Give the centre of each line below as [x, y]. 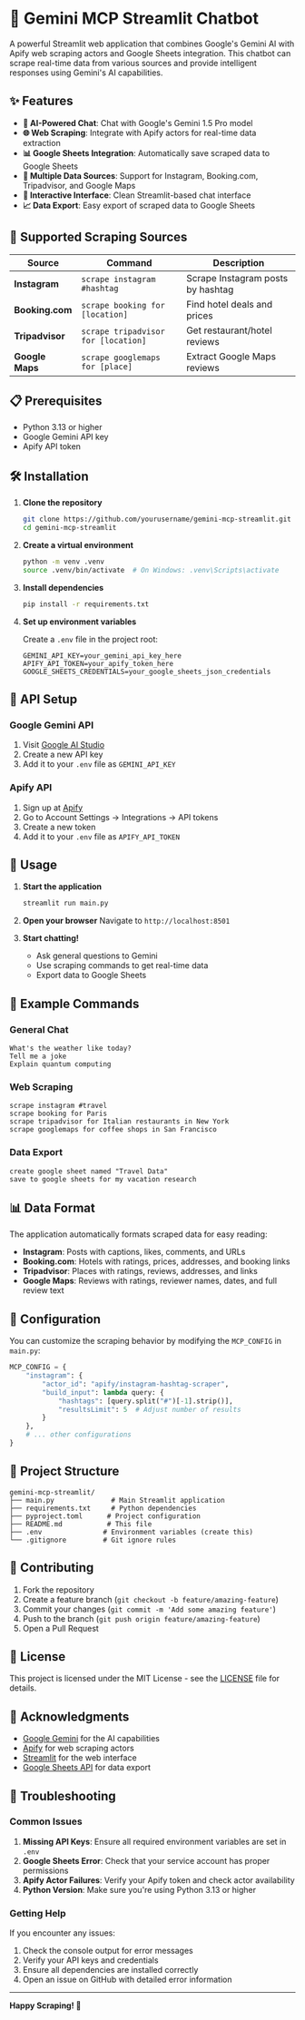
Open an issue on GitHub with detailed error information [127, 1980]
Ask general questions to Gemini [97, 956]
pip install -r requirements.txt [86, 604]
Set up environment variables [79, 622]
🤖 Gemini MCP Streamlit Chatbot [134, 19]
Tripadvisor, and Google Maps [79, 185]
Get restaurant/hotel [229, 330]
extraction [41, 142]
